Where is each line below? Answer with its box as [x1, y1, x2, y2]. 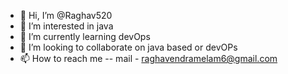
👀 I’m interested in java [19, 20, 114, 32]
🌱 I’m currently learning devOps [19, 31, 151, 42]
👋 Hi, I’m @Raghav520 [19, 10, 113, 21]
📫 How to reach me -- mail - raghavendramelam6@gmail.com [19, 53, 278, 64]
